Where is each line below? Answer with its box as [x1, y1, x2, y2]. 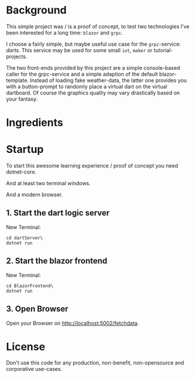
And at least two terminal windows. [6, 180, 91, 187]
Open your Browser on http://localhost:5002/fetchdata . [6, 319, 139, 326]
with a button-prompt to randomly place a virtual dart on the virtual [6, 83, 167, 90]
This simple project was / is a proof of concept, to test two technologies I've [6, 23, 190, 30]
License [6, 340, 46, 353]
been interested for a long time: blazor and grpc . [6, 29, 123, 36]
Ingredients [6, 116, 63, 130]
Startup [6, 143, 44, 156]
